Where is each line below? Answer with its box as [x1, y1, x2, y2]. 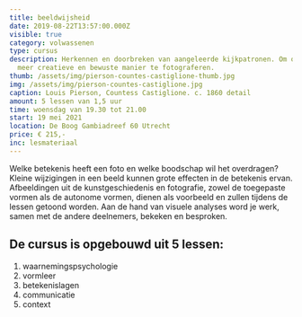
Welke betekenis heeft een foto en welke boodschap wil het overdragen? [9, 163, 279, 173]
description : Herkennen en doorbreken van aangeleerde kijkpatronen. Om [9, 55, 288, 64]
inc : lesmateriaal [9, 138, 78, 147]
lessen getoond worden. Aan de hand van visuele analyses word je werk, [9, 201, 280, 212]
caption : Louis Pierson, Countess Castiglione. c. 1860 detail [9, 88, 252, 97]
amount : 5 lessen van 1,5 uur [9, 96, 123, 106]
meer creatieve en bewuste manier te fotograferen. [17, 64, 216, 73]
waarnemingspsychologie [22, 260, 119, 271]
